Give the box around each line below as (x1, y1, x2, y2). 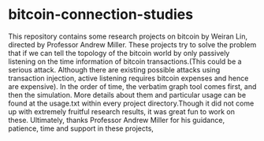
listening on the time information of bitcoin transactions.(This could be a (8, 57, 242, 66)
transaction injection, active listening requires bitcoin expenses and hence (8, 73, 249, 83)
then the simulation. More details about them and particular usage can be (8, 90, 247, 99)
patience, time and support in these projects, (8, 124, 154, 133)
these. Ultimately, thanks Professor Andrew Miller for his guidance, (8, 115, 225, 124)
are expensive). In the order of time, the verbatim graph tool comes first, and (8, 81, 257, 91)
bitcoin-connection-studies (8, 6, 194, 24)
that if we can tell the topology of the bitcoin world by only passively (8, 48, 230, 58)
